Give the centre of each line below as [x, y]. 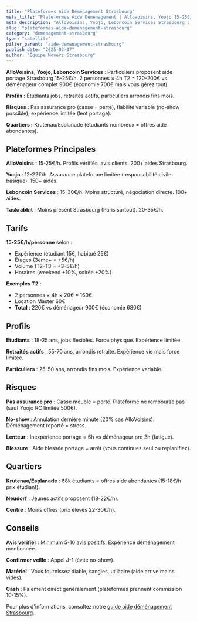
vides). [14, 577]
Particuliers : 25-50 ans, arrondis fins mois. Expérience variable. [84, 369]
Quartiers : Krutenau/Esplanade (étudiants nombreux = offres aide [86, 124]
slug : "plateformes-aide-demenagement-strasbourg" [69, 28]
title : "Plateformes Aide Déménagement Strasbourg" [70, 11]
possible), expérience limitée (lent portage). [59, 113]
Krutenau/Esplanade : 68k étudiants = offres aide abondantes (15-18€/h [94, 481]
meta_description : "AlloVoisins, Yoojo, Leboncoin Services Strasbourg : [98, 22]
